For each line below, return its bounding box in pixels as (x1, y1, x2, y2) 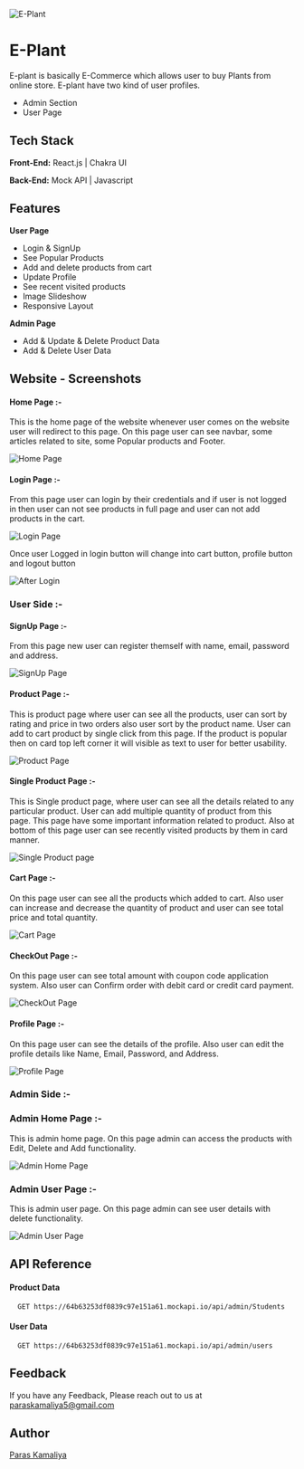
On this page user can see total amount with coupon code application (9, 970, 269, 981)
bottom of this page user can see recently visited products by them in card (9, 825, 288, 835)
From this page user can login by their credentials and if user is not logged (9, 494, 287, 505)
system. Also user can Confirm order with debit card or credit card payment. (9, 980, 294, 991)
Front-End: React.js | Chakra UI (9, 157, 127, 167)
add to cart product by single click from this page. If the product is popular (9, 728, 288, 739)
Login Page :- (9, 473, 61, 484)
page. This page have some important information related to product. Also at (9, 815, 295, 825)
